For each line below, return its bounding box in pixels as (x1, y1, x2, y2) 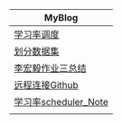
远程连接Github (14, 79, 79, 91)
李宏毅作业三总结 (14, 62, 88, 75)
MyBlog (43, 12, 79, 23)
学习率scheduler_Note (14, 96, 108, 108)
